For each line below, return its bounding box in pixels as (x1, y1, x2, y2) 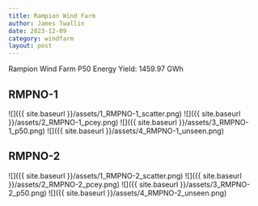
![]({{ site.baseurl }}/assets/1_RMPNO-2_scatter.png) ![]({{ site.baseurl (8, 170, 243, 180)
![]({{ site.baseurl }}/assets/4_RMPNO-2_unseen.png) (48, 187, 227, 198)
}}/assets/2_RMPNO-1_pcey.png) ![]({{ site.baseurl (8, 117, 178, 127)
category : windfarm (8, 34, 74, 43)
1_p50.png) (8, 126, 46, 136)
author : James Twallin (8, 19, 85, 27)
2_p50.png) (8, 187, 47, 198)
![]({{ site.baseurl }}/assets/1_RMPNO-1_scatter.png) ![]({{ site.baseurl (8, 108, 241, 118)
